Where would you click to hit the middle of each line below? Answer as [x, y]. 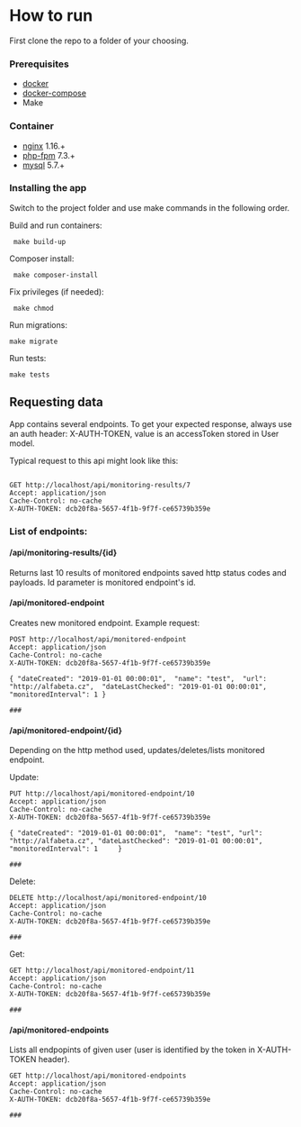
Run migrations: [38, 324]
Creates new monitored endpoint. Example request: [105, 623]
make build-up [40, 241]
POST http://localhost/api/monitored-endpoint [98, 639]
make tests [30, 375]
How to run [51, 16]
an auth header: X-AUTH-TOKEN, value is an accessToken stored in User [144, 433]
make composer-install [56, 275]
